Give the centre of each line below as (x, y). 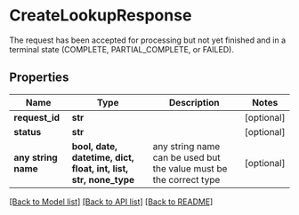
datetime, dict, (103, 157)
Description (194, 102)
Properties (39, 78)
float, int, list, (100, 168)
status (28, 131)
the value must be (190, 168)
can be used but (186, 157)
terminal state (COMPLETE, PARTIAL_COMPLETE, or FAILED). (121, 49)
